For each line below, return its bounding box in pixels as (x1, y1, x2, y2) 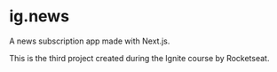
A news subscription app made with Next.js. (9, 36, 170, 46)
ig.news (9, 6, 69, 27)
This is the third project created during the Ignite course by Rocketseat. (9, 52, 270, 63)
